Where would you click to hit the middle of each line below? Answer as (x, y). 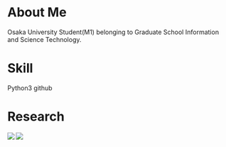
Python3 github (30, 88)
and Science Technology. (44, 39)
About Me (37, 12)
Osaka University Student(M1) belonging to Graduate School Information (113, 32)
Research (36, 117)
